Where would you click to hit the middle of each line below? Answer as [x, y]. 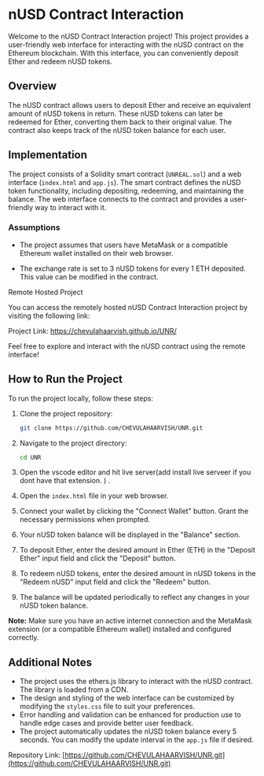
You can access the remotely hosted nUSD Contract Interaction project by [128, 307]
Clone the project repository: [66, 413]
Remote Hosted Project [46, 292]
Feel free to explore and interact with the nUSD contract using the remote [127, 346]
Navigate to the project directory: [73, 443]
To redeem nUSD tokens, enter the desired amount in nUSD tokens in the [138, 574]
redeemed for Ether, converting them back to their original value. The [120, 122]
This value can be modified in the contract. [89, 276]
